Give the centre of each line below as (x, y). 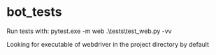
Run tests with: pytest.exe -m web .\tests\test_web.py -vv (89, 31)
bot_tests (34, 12)
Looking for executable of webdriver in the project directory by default (108, 44)
